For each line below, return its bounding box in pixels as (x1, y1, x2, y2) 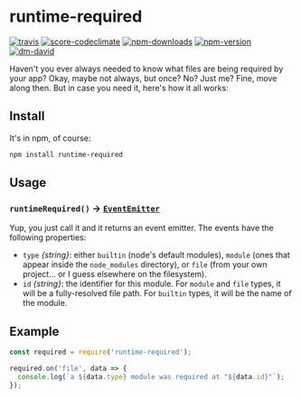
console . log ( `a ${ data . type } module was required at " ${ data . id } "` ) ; (17, 372, 286, 381)
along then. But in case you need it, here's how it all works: (9, 82, 229, 93)
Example (9, 323, 60, 339)
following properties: (9, 232, 87, 243)
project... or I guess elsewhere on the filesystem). (22, 269, 208, 280)
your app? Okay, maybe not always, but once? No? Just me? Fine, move (9, 72, 277, 83)
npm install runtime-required (9, 150, 124, 159)
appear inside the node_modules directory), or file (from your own (22, 259, 268, 270)
